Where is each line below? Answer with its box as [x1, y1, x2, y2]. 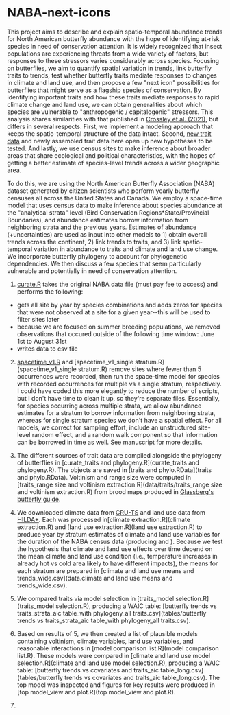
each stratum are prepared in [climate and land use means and [16, 566, 194, 574]
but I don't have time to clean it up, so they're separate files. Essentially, [16, 394, 220, 402]
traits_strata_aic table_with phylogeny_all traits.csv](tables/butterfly [16, 609, 207, 617]
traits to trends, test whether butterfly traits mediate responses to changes [7, 71, 217, 80]
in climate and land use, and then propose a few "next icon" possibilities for [7, 78, 220, 86]
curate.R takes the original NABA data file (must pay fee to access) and [16, 280, 218, 288]
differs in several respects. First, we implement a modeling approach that [7, 122, 214, 130]
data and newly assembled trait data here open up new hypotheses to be [7, 137, 214, 145]
